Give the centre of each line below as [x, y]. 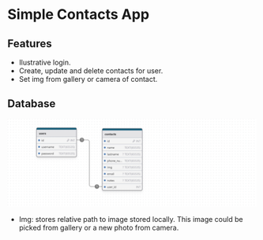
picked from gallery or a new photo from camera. [99, 227]
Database [32, 104]
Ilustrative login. [45, 62]
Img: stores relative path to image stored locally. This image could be [131, 219]
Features [30, 44]
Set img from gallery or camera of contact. [88, 79]
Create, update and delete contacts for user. [91, 71]
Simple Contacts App [79, 15]
